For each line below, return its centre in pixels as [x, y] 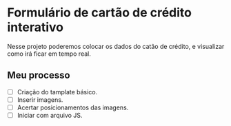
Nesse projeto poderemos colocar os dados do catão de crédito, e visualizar [116, 46]
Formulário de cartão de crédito [99, 13]
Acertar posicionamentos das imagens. [73, 107]
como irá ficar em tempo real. [49, 54]
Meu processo [39, 75]
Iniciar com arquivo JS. [50, 115]
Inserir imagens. [40, 99]
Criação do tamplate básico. [57, 92]
